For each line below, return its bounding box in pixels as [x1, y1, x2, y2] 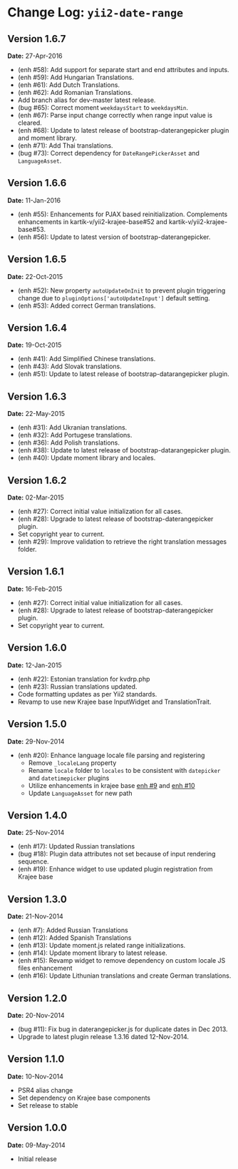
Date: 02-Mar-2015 [7, 493, 64, 502]
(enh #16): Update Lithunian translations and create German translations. [17, 971, 232, 980]
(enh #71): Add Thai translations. [17, 141, 113, 150]
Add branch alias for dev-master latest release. [17, 96, 156, 104]
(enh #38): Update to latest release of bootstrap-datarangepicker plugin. [17, 446, 232, 455]
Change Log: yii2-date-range [7, 4, 184, 21]
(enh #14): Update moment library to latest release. [17, 948, 167, 957]
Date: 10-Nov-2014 [7, 1072, 64, 1081]
